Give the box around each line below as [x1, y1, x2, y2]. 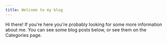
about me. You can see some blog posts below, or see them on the [5, 26, 146, 33]
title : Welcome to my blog [5, 7, 63, 13]
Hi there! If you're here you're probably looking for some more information [5, 21, 162, 27]
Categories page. [5, 32, 42, 38]
